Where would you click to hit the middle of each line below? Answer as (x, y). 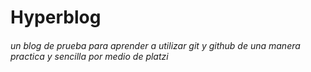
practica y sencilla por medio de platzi (89, 56)
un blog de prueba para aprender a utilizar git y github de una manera (155, 45)
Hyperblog (56, 17)
